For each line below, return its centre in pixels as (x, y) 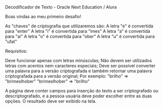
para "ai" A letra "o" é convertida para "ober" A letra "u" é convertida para (80, 36)
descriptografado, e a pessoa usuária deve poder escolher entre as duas (79, 96)
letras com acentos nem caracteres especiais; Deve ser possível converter (80, 66)
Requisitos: (16, 51)
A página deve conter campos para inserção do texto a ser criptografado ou (82, 91)
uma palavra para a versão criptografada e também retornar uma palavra (79, 71)
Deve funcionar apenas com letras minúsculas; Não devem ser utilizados (79, 60)
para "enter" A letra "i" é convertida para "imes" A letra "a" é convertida (78, 31)
